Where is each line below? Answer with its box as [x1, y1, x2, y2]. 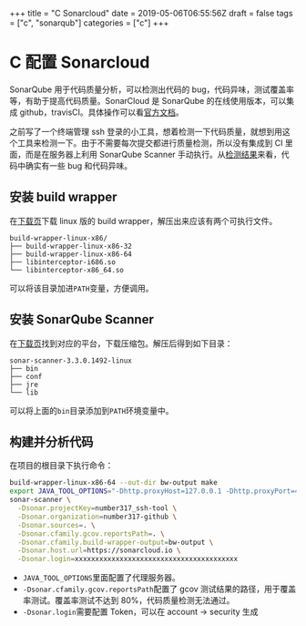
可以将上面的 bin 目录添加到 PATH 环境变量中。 [9, 405, 175, 416]
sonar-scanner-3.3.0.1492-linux [9, 355, 132, 365]
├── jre [9, 380, 39, 389]
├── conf [9, 372, 43, 381]
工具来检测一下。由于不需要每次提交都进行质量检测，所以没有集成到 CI [16, 137, 283, 149]
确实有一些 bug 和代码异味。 [25, 159, 133, 171]
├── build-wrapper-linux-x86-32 [9, 241, 132, 251]
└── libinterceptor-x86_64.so [9, 265, 125, 274]
